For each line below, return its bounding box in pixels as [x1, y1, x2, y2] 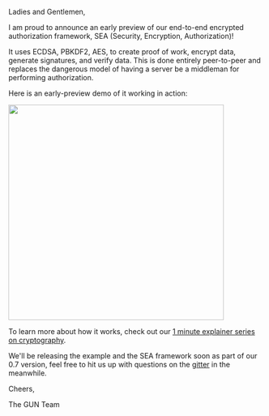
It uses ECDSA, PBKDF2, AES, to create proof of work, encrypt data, [8, 47, 237, 56]
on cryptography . [8, 336, 66, 345]
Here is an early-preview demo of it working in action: [8, 88, 188, 98]
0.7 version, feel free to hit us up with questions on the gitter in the [8, 360, 231, 369]
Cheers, [8, 384, 35, 393]
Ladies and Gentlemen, [8, 7, 86, 16]
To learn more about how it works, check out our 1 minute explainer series [8, 327, 255, 336]
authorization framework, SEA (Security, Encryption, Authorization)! [8, 32, 234, 41]
